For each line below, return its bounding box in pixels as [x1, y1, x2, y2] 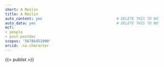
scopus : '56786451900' [5, 39, 51, 44]
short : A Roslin [5, 7, 38, 12]
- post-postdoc [5, 34, 36, 39]
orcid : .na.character [5, 43, 49, 48]
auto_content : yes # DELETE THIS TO [5, 16, 152, 21]
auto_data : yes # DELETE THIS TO [5, 20, 152, 26]
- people [5, 30, 23, 34]
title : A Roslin [5, 12, 38, 17]
